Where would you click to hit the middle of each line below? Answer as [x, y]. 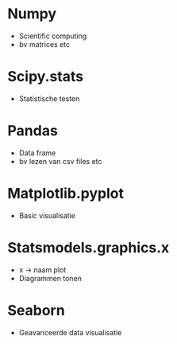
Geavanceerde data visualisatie [70, 332]
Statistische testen [49, 98]
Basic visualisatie [47, 215]
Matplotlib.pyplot [66, 193]
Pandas [33, 131]
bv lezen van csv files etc [60, 161]
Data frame [37, 153]
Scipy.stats [46, 77]
